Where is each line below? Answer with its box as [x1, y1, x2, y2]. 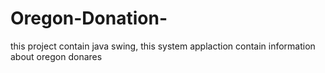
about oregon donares [10, 50, 103, 62]
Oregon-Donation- [10, 7, 168, 30]
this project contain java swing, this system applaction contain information [10, 40, 316, 52]
